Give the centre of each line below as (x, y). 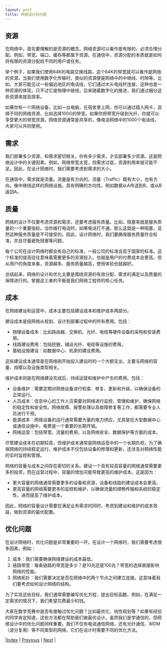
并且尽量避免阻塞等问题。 (40, 240)
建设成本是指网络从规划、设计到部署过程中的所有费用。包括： (68, 321)
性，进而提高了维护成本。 (39, 495)
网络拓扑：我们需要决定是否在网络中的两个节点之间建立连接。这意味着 (84, 577)
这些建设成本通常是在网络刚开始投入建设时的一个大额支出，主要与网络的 (79, 361)
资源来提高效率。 (27, 97)
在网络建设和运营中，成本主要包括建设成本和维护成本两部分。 (68, 311)
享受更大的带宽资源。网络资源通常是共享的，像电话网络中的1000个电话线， (82, 120)
